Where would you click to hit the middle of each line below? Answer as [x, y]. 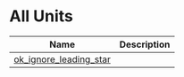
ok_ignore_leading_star [63, 59]
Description [145, 44]
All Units [41, 16]
